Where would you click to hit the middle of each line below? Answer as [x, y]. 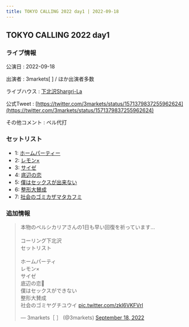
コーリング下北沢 [41, 241]
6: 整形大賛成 [30, 189]
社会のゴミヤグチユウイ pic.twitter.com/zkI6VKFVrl [82, 305]
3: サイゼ [25, 168]
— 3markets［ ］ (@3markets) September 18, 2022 [82, 317]
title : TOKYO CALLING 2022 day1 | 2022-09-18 [62, 11]
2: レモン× [27, 160]
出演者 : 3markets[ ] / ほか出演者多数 [50, 79]
